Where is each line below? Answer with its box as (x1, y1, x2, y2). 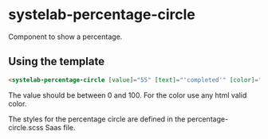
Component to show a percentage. (8, 32, 123, 41)
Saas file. (45, 122, 76, 132)
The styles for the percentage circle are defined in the (8, 114, 186, 124)
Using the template (8, 55, 105, 68)
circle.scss (8, 122, 44, 132)
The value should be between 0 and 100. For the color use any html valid (8, 90, 247, 100)
